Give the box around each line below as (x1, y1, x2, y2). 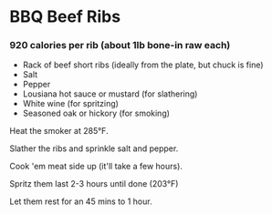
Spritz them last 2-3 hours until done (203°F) (9, 178, 179, 189)
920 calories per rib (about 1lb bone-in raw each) (9, 39, 231, 52)
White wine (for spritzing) (22, 98, 119, 109)
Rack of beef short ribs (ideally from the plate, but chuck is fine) (22, 59, 264, 70)
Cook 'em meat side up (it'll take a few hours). (9, 161, 183, 172)
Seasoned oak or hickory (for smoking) (22, 107, 171, 119)
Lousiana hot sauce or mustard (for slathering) (22, 88, 198, 99)
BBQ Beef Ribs (9, 6, 121, 27)
